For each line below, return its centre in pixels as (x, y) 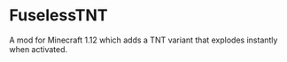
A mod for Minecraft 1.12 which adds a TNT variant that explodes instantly (143, 40)
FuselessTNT (58, 15)
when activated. (39, 49)
